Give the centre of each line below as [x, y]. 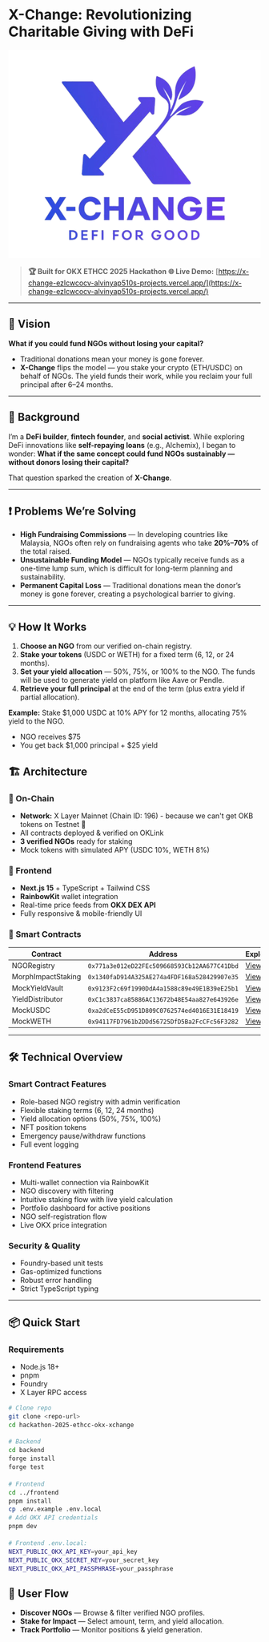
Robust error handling [56, 1281]
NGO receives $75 [50, 737]
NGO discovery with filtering [67, 1191]
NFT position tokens [53, 1127]
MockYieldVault [38, 988]
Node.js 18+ [40, 1366]
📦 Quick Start [44, 1323]
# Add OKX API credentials [53, 1518]
